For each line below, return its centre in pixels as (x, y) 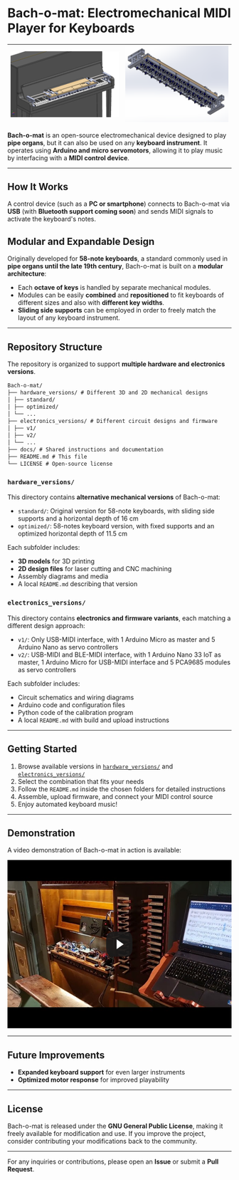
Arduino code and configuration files (71, 705)
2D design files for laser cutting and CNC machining (95, 569)
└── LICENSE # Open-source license (60, 464)
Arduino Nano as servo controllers (68, 647)
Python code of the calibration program (75, 712)
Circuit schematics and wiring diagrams (76, 697)
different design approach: (46, 625)
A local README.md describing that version (78, 584)
